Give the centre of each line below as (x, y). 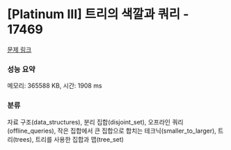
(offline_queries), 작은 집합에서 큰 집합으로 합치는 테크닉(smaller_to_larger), (112, 131)
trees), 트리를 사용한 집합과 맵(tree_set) (69, 139)
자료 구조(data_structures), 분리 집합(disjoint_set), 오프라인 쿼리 (95, 122)
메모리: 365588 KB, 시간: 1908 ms (55, 86)
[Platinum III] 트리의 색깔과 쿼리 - (98, 14)
